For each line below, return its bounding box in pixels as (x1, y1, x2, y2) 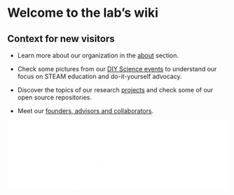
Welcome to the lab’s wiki (7, 5, 159, 21)
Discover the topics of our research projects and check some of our (17, 86, 214, 94)
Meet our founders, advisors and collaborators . (17, 107, 154, 115)
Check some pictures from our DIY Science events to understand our (17, 65, 217, 73)
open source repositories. (17, 93, 92, 101)
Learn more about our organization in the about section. (17, 51, 179, 59)
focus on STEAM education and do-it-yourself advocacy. (17, 72, 182, 80)
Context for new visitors (7, 33, 116, 45)
